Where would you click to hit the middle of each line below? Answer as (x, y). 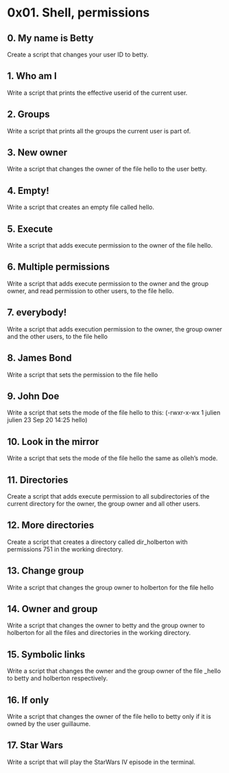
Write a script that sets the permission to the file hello (83, 374)
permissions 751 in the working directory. (65, 549)
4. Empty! (28, 190)
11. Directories (38, 480)
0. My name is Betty (50, 38)
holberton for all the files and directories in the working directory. (99, 633)
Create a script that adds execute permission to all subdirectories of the (108, 496)
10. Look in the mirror (53, 442)
